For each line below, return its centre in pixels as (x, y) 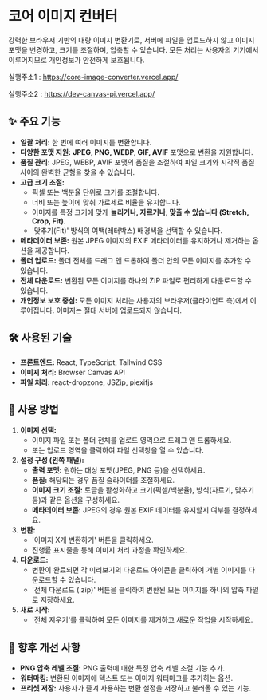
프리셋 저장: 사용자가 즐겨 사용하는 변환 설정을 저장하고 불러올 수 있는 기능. (135, 688)
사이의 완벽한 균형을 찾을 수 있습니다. (77, 172)
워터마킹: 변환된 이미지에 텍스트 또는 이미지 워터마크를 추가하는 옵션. (126, 678)
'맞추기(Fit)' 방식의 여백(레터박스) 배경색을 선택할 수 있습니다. (127, 230)
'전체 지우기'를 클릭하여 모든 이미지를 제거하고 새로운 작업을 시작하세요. (142, 620)
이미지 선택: (38, 430)
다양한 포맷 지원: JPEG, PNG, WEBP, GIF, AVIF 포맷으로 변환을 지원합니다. (136, 152)
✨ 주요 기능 (35, 122)
